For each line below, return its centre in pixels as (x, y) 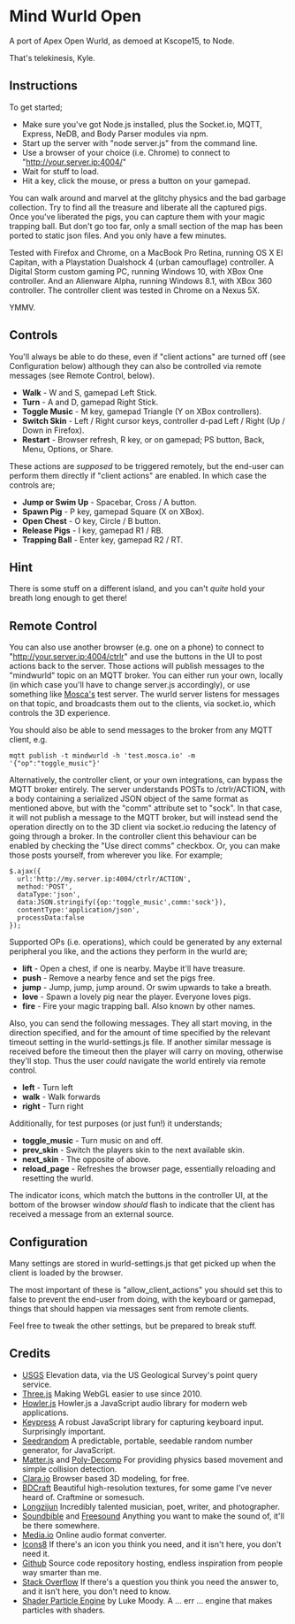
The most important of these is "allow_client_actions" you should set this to (146, 1290)
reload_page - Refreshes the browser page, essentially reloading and (148, 1169)
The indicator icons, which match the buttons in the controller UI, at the (139, 1196)
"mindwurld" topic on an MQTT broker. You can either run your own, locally (146, 675)
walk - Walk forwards (61, 1097)
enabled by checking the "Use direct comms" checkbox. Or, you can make (145, 846)
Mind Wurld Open (75, 16)
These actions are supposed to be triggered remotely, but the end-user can (147, 466)
